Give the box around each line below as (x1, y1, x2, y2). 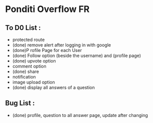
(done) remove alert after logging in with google (12, 42, 111, 48)
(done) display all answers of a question (12, 84, 95, 90)
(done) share (12, 68, 39, 74)
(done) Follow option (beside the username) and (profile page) (12, 52, 141, 58)
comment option (12, 63, 46, 69)
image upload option (12, 79, 55, 85)
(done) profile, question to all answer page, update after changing (12, 112, 148, 118)
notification (12, 74, 36, 79)
